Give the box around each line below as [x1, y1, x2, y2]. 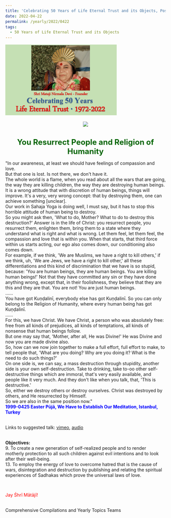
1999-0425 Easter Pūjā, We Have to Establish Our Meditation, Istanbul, [5, 403, 158, 410]
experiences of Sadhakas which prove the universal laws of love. [5, 472, 141, 478]
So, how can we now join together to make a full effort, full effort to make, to [5, 344, 165, 350]
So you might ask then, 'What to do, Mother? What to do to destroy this [5, 214, 154, 220]
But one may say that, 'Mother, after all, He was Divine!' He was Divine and [5, 333, 162, 339]
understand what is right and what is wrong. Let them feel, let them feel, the [5, 230, 164, 236]
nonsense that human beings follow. [5, 328, 81, 334]
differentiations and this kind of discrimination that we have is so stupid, [5, 263, 156, 269]
